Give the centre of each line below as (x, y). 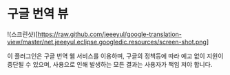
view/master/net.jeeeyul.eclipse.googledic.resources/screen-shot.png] (108, 42)
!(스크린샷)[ (22, 34)
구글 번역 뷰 (38, 14)
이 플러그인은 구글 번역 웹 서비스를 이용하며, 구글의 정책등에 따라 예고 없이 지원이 (115, 56)
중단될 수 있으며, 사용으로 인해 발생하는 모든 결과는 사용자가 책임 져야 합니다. (110, 64)
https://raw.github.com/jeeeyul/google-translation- (110, 34)
